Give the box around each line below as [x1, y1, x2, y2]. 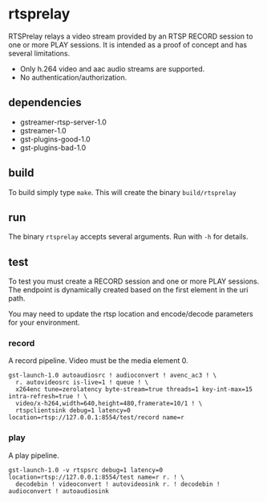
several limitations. [8, 48, 71, 58]
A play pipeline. [8, 451, 59, 460]
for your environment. [8, 318, 80, 328]
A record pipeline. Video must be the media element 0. [8, 356, 188, 365]
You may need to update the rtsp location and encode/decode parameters [8, 309, 254, 319]
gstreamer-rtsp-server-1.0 [19, 117, 107, 127]
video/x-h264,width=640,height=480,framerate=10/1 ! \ [15, 399, 203, 408]
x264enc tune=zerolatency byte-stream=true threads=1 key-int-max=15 [15, 386, 253, 394]
